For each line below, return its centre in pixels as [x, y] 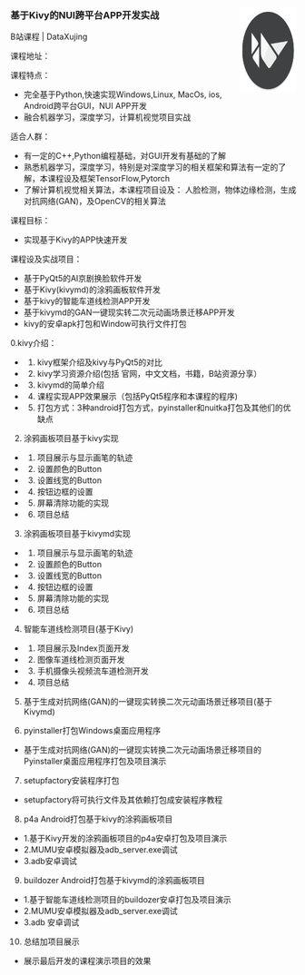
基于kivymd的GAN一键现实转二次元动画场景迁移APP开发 [129, 312]
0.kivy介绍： [34, 343]
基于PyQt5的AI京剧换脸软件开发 [83, 279]
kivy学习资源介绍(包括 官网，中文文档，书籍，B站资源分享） [149, 374]
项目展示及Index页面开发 [83, 648]
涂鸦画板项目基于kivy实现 [71, 438]
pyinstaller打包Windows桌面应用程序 [92, 731]
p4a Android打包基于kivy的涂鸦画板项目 [98, 819]
